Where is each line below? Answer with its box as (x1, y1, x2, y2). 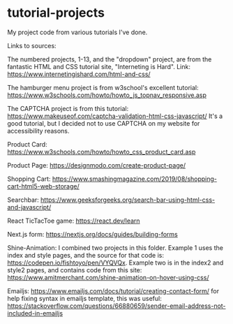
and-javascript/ (7, 202, 52, 211)
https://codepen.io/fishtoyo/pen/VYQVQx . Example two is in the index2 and (7, 258, 224, 267)
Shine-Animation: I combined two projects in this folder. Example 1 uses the (7, 243, 223, 252)
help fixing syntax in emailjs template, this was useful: (7, 294, 162, 302)
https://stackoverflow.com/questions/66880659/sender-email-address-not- (7, 302, 226, 310)
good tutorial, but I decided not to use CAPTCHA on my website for (7, 119, 200, 127)
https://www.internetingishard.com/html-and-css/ (7, 70, 151, 78)
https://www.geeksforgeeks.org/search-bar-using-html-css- (40, 196, 215, 204)
